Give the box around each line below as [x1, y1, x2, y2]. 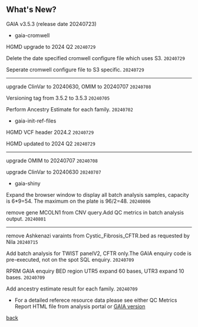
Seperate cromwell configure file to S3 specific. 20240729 [6, 66, 144, 73]
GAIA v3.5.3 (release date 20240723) [6, 20, 97, 27]
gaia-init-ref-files [14, 117, 57, 124]
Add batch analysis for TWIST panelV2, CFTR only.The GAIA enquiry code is [6, 250, 192, 257]
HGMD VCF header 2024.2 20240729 [6, 128, 94, 136]
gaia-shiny [14, 180, 41, 187]
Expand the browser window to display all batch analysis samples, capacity [6, 191, 190, 198]
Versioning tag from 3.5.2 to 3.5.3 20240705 [6, 94, 110, 101]
